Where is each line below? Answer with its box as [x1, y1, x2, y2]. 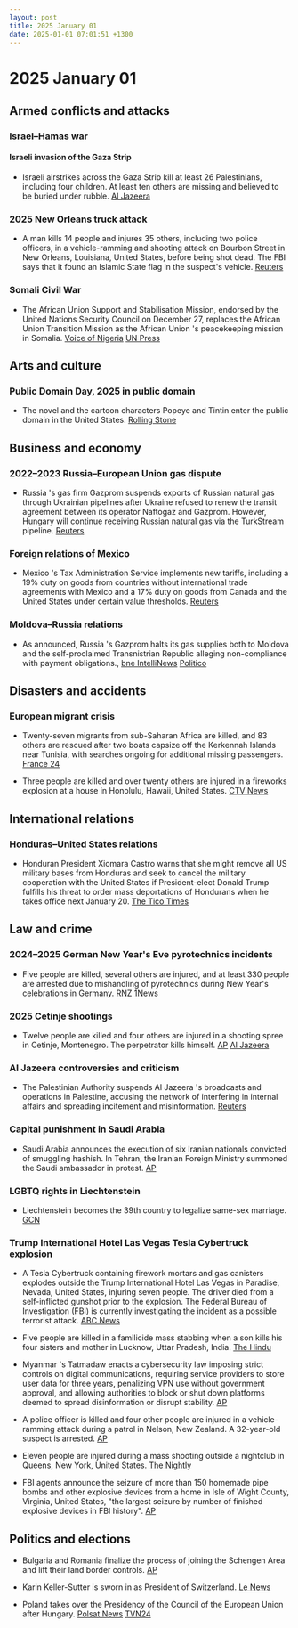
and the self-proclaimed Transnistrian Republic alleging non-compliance [21, 647, 287, 659]
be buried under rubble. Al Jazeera [21, 191, 151, 201]
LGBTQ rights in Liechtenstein [9, 1184, 141, 1197]
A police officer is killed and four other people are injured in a [21, 1414, 247, 1425]
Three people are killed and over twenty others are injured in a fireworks [21, 776, 287, 786]
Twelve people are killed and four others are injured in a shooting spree [21, 1030, 284, 1040]
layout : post [9, 12, 58, 22]
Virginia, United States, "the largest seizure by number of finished [21, 1496, 263, 1507]
